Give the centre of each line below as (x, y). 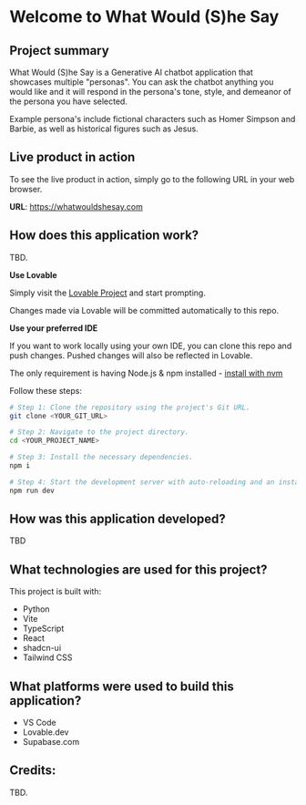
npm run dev (32, 490)
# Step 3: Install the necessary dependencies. (102, 458)
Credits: (33, 771)
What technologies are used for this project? (138, 569)
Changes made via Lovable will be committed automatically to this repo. (144, 310)
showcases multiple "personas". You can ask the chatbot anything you (142, 82)
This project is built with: (56, 592)
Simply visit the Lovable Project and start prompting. (108, 293)
